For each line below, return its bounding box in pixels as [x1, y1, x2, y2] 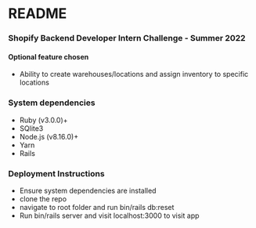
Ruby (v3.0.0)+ [19, 115, 68, 125]
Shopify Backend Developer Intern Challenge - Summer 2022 [8, 33, 246, 44]
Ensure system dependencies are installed [19, 186, 157, 195]
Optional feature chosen [8, 52, 89, 61]
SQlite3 [19, 123, 44, 133]
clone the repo [19, 194, 67, 204]
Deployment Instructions [8, 168, 105, 179]
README [8, 5, 67, 23]
